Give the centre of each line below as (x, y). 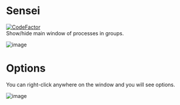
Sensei (23, 11)
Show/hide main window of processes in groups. (65, 33)
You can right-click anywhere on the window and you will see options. (91, 84)
